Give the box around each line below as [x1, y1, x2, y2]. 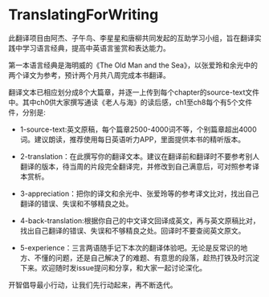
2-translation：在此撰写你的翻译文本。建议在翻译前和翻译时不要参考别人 [19, 151, 260, 161]
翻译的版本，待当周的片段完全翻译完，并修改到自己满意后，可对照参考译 [19, 161, 259, 171]
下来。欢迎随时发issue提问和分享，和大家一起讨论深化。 [19, 262, 207, 272]
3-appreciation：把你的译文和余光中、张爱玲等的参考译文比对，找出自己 [19, 189, 259, 198]
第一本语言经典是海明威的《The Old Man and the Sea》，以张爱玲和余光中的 [8, 60, 259, 70]
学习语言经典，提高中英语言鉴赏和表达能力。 [22, 43, 170, 53]
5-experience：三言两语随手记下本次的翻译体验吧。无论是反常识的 [19, 242, 241, 252]
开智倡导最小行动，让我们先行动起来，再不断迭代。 [8, 279, 177, 290]
